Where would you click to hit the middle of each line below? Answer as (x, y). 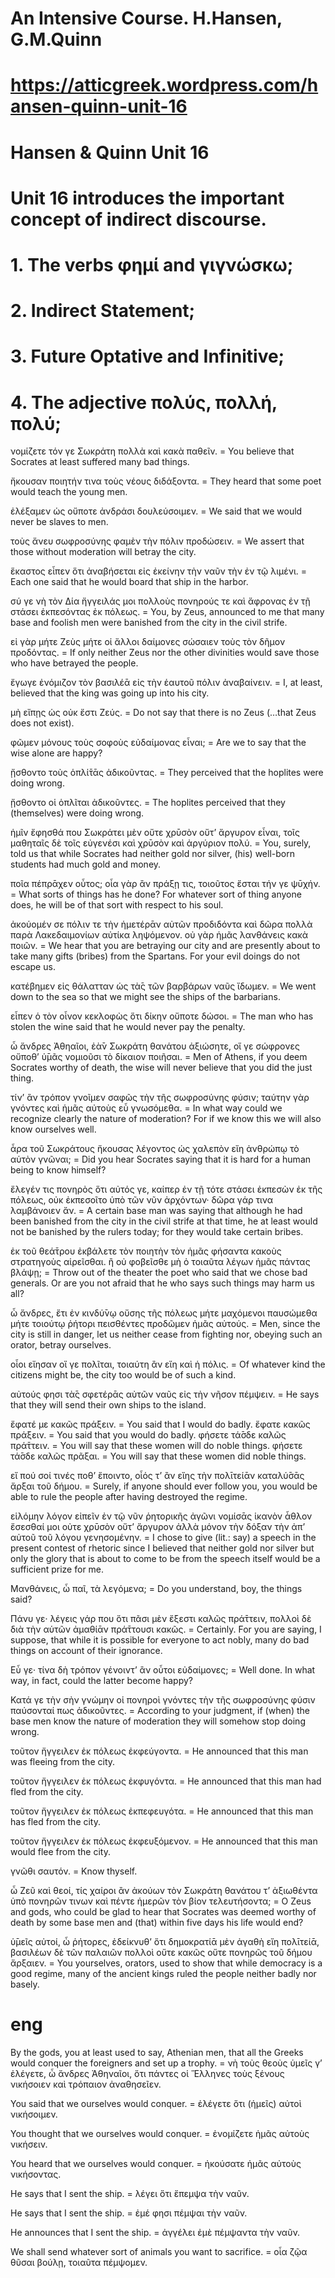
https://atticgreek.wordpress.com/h (164, 85)
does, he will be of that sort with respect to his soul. (117, 905)
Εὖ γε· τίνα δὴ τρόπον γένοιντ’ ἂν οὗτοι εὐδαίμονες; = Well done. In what (163, 1670)
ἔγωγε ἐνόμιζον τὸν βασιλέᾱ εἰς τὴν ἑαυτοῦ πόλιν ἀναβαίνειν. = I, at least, (166, 683)
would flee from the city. (60, 1852)
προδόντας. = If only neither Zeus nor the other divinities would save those (165, 653)
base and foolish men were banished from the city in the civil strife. (149, 623)
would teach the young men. (69, 492)
